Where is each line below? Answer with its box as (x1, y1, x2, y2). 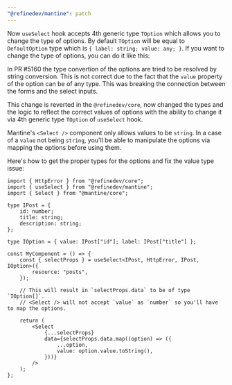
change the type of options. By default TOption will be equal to (7, 36, 186, 45)
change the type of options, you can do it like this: (7, 51, 150, 60)
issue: (7, 164, 24, 172)
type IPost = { (7, 202, 51, 209)
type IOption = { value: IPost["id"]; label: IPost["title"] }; (7, 238, 197, 245)
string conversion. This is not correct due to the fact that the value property (7, 72, 223, 80)
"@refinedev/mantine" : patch (7, 10, 91, 17)
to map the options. (7, 305, 67, 312)
